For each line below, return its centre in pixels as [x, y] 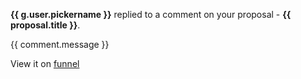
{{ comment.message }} [60, 44]
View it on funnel [45, 63]
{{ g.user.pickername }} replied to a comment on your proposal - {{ [151, 14]
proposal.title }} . [45, 25]
